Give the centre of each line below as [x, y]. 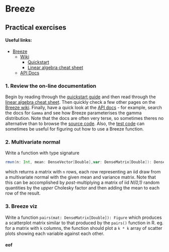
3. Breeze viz [21, 206]
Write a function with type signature [42, 153]
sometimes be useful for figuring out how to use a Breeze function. [75, 129]
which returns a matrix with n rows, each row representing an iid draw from [83, 172]
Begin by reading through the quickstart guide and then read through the [80, 97]
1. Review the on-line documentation [51, 86]
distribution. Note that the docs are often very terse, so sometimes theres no [84, 118]
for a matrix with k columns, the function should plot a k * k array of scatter [84, 228]
